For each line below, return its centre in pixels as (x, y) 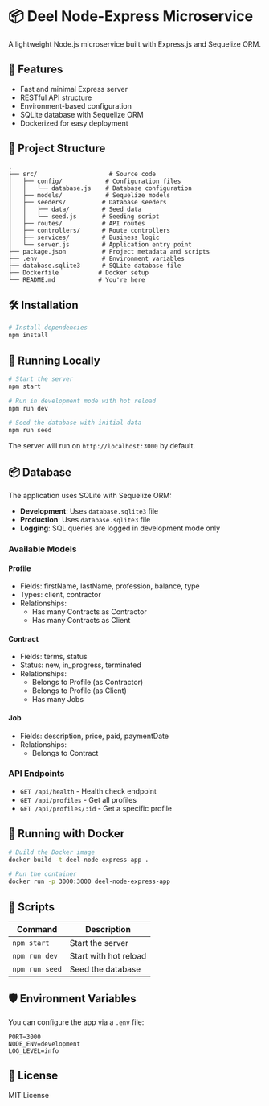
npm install (28, 336)
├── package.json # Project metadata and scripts (109, 251)
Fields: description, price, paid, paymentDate (94, 736)
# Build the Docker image (51, 852)
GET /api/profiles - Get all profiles (78, 799)
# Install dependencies (48, 328)
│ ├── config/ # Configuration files (95, 181)
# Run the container (43, 874)
